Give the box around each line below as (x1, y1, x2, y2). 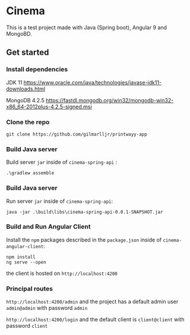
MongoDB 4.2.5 (6, 96, 45, 104)
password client (6, 323, 48, 330)
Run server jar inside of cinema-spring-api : (6, 198, 113, 205)
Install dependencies (6, 65, 68, 74)
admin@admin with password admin (6, 305, 88, 312)
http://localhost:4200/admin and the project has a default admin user (6, 298, 179, 305)
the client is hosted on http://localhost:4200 (6, 270, 118, 277)
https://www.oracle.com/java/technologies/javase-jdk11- (23, 79, 162, 86)
